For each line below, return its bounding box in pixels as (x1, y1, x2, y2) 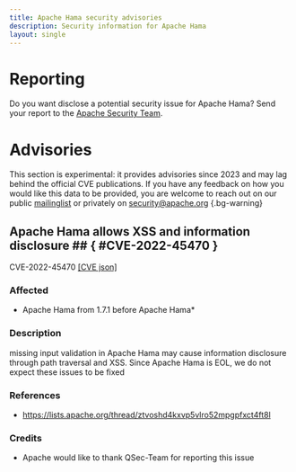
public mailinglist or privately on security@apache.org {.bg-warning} (9, 198, 263, 209)
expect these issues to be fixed (9, 366, 126, 378)
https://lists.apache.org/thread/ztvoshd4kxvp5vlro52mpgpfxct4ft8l (22, 409, 271, 420)
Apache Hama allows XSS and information (9, 224, 251, 239)
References (9, 388, 61, 401)
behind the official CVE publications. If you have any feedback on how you (9, 179, 284, 190)
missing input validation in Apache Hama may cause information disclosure (9, 347, 287, 358)
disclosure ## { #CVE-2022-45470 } (9, 237, 218, 253)
